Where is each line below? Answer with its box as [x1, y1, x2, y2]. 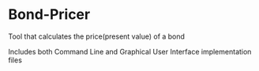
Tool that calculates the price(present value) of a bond [8, 32, 186, 41]
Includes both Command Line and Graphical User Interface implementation [8, 47, 252, 56]
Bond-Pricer [8, 6, 91, 24]
